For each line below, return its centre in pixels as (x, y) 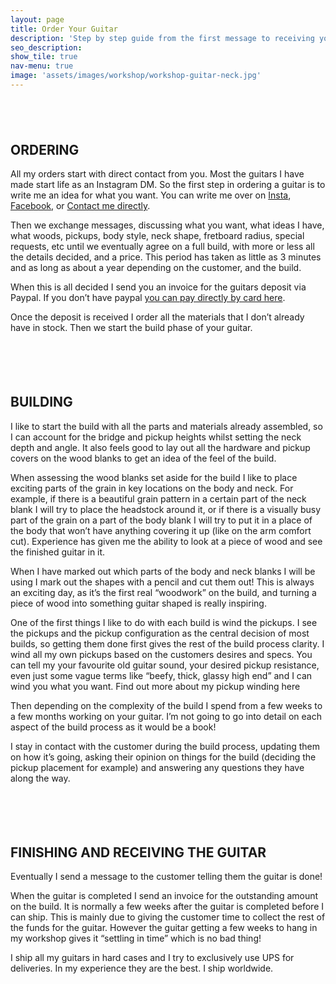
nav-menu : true (42, 66)
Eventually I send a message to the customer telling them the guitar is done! (166, 877)
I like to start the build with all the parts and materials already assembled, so (166, 426)
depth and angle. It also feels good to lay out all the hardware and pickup (160, 447)
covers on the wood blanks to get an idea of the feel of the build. (143, 458)
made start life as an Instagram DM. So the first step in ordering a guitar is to (168, 185)
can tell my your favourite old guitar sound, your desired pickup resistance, (165, 665)
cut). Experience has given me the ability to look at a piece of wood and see (166, 541)
